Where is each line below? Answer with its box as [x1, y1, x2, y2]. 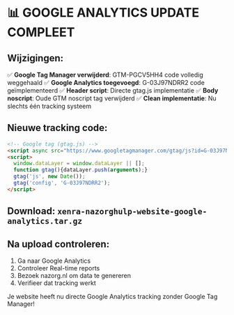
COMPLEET [7, 24, 75, 40]
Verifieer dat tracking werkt [17, 279, 96, 287]
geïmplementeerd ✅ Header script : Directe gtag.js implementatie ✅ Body [7, 86, 219, 94]
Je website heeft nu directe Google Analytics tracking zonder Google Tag [7, 293, 218, 301]
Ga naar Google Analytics [17, 256, 91, 265]
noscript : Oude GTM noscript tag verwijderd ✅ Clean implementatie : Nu [7, 94, 217, 102]
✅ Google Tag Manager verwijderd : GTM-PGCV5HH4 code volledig [7, 70, 203, 79]
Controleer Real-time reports [17, 264, 100, 272]
